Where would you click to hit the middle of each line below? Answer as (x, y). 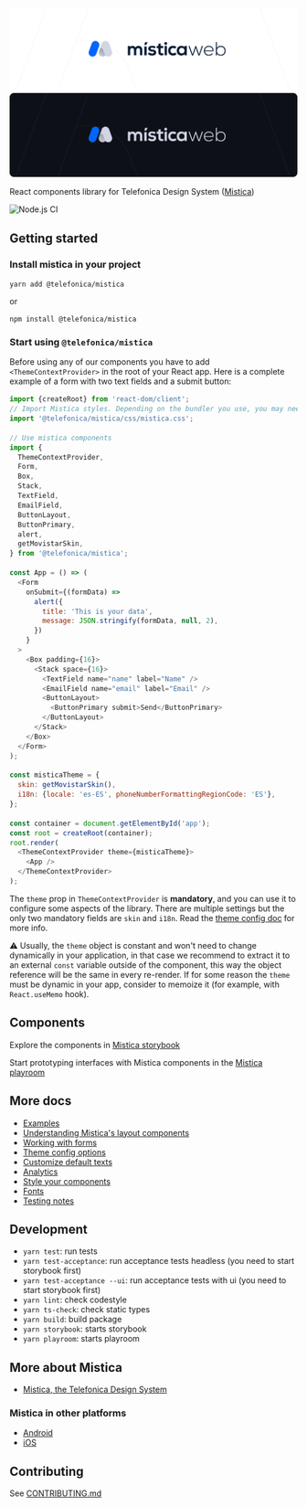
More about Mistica (66, 1368)
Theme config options (64, 1152)
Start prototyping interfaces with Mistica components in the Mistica (136, 1062)
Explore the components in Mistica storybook (95, 1045)
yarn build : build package (72, 1320)
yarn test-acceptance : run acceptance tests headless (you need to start (159, 1261)
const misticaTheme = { (55, 775)
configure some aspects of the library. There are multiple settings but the (147, 908)
